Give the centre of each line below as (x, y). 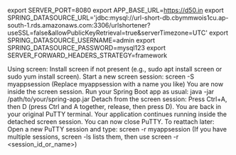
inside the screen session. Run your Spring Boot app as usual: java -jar (111, 92)
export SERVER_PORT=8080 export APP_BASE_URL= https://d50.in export (116, 10)
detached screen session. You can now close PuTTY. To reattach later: (111, 122)
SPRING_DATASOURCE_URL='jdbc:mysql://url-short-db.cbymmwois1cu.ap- (118, 18)
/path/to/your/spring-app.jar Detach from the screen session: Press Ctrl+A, (117, 99)
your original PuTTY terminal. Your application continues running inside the (117, 114)
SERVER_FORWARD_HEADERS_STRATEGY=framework (87, 55)
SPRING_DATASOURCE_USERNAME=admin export (81, 40)
